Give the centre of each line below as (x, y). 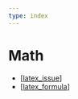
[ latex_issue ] (41, 78)
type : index (28, 16)
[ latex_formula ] (45, 86)
